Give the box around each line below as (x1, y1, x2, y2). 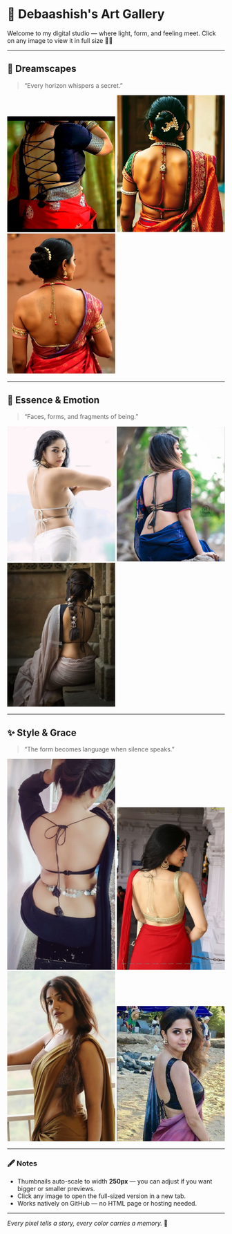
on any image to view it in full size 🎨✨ (7, 36, 113, 44)
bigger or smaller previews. (17, 1184, 95, 1193)
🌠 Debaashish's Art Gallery (7, 6, 165, 22)
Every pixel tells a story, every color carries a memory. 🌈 (7, 1219, 168, 1227)
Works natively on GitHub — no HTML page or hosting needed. (17, 1199, 197, 1207)
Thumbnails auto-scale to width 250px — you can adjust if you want (17, 1177, 213, 1185)
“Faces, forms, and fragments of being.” (23, 413, 139, 421)
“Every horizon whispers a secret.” (23, 81, 123, 89)
